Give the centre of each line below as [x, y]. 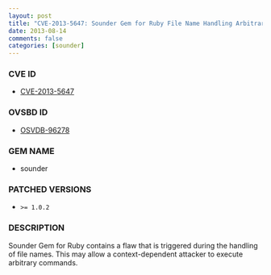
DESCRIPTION [37, 228]
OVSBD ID [28, 112]
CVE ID [22, 74]
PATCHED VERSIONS [50, 189]
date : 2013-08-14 [38, 31]
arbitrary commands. [43, 262]
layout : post [30, 16]
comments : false [35, 38]
